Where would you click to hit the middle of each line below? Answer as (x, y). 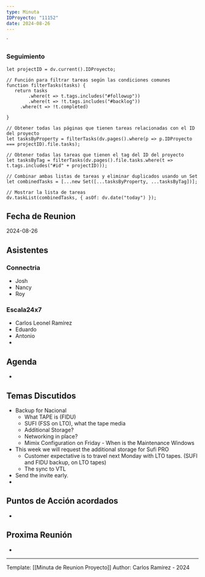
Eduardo (26, 329)
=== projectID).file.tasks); (43, 144)
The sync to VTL (45, 469)
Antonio (25, 336)
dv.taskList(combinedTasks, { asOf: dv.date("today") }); (81, 197)
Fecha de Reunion (41, 217)
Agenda (22, 362)
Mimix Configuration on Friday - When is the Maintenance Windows (109, 443)
